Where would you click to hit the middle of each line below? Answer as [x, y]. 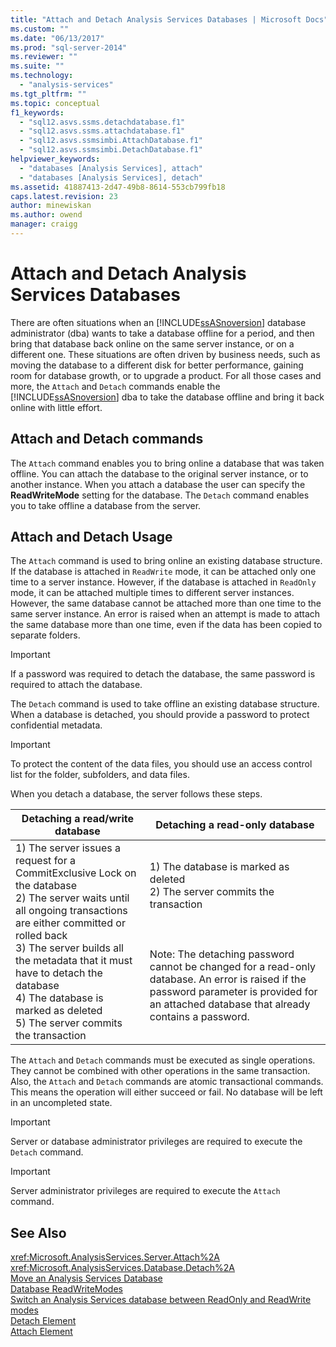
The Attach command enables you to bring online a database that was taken [167, 463]
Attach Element [41, 1332]
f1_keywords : [37, 112]
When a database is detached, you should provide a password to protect [160, 715]
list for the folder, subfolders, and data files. [100, 775]
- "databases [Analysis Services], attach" [111, 168]
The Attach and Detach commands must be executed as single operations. [163, 1060]
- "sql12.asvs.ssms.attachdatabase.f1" [102, 131]
